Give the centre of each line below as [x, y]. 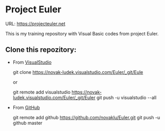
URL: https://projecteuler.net [35, 24]
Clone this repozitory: [41, 50]
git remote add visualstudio [42, 92]
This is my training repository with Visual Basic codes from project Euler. [82, 33]
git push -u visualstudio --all [126, 97]
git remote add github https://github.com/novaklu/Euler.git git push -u [86, 117]
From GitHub [26, 107]
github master [27, 123]
